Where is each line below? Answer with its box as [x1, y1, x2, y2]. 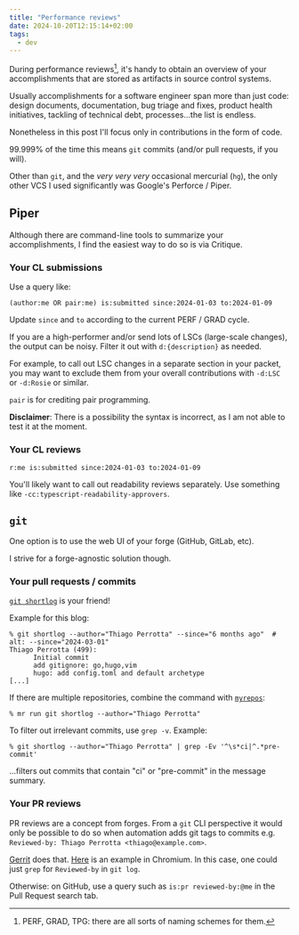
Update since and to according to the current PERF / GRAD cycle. [9, 314, 250, 325]
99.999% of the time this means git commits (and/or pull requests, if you [9, 143, 279, 154]
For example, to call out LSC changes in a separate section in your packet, [9, 358, 282, 370]
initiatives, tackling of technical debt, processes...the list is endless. [9, 109, 256, 120]
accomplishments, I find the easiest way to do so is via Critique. [9, 239, 243, 249]
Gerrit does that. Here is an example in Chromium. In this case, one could [9, 854, 278, 865]
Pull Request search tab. [9, 890, 99, 900]
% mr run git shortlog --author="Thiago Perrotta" [9, 710, 201, 719]
